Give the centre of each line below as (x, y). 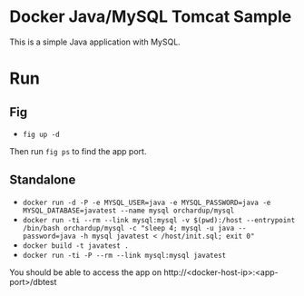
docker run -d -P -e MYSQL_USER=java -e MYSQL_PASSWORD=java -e (147, 202)
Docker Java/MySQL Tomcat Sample (151, 17)
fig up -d (41, 134)
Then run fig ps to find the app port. (78, 151)
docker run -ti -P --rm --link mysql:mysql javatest (124, 255)
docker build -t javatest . (75, 246)
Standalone (43, 180)
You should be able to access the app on (85, 272)
